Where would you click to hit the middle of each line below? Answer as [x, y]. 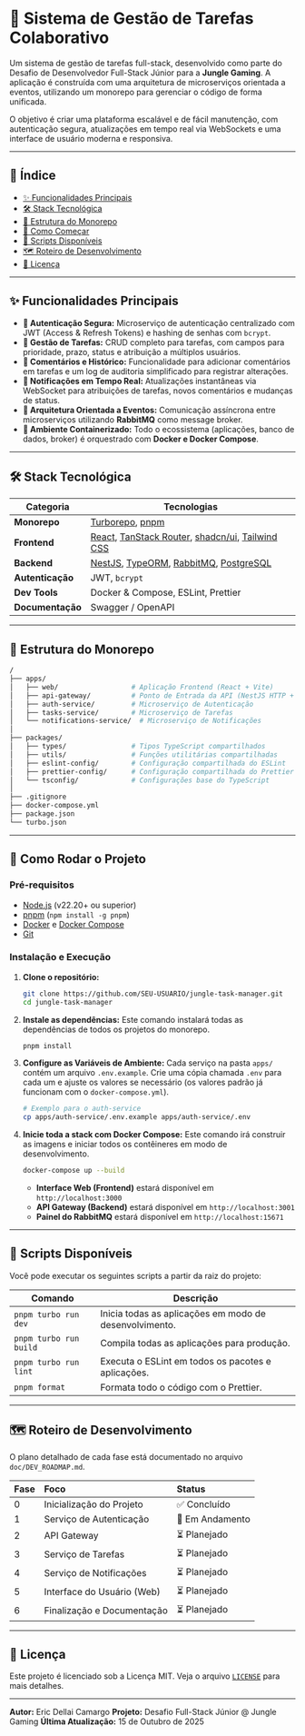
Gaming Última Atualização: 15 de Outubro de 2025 [107, 1721]
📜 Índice [33, 176]
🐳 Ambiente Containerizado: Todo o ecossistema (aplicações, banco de [158, 429]
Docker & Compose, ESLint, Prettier [166, 592]
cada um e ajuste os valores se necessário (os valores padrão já [143, 1082]
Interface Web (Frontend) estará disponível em [125, 1188]
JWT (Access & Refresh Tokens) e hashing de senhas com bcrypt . [147, 332]
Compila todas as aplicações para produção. [195, 1343]
